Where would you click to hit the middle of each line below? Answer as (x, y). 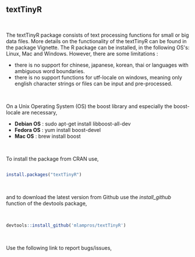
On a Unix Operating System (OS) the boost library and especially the (89, 106)
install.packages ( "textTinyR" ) (44, 175)
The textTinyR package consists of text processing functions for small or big (97, 35)
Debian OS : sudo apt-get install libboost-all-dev (72, 124)
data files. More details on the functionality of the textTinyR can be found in (97, 41)
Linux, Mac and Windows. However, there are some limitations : (82, 53)
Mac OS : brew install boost (47, 136)
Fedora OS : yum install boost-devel (57, 130)
